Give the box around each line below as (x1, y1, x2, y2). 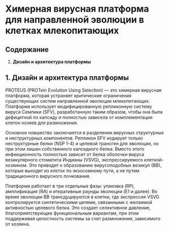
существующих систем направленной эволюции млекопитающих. (5, 98, 150, 104)
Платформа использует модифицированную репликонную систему (5, 103, 152, 109)
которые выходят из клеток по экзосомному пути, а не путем (5, 167, 140, 174)
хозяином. (5, 162, 28, 168)
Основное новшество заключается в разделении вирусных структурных (5, 129, 164, 135)
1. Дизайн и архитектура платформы (5, 74, 129, 82)
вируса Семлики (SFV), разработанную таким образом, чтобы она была (5, 108, 163, 115)
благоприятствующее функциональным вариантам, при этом (5, 210, 139, 216)
